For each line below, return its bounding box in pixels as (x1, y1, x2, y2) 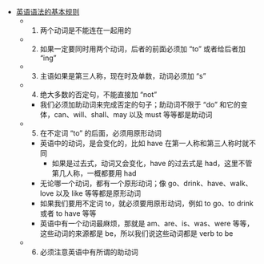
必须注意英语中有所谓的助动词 (39, 247, 138, 257)
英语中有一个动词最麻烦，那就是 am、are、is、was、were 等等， (39, 219, 254, 228)
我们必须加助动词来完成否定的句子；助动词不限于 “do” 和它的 (39, 100, 242, 109)
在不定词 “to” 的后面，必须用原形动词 (39, 128, 162, 138)
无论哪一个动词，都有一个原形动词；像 (39, 179, 166, 188)
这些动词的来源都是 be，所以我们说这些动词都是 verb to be (39, 229, 234, 238)
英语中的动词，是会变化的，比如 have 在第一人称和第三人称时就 (39, 139, 250, 148)
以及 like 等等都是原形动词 (55, 189, 142, 198)
